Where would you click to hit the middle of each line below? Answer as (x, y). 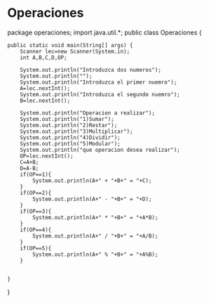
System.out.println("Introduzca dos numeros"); (90, 70)
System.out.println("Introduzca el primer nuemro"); (99, 82)
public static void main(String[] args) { (70, 45)
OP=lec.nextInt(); (47, 156)
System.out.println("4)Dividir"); (70, 137)
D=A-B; (29, 168)
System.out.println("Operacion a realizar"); (88, 113)
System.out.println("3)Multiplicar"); (76, 131)
